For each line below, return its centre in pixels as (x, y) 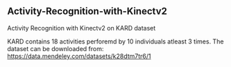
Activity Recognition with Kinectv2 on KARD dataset (82, 28)
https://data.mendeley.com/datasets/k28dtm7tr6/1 (79, 56)
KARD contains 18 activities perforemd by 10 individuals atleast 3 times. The (115, 41)
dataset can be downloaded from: (55, 48)
